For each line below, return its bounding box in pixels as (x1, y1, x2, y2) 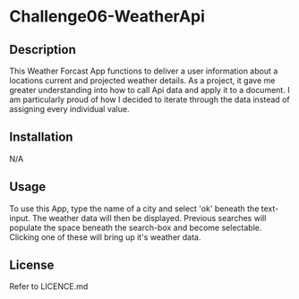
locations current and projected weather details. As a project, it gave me (9, 75, 276, 86)
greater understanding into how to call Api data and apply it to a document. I (9, 85, 290, 95)
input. (9, 212, 31, 223)
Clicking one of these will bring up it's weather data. (9, 231, 201, 243)
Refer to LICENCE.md (9, 281, 89, 292)
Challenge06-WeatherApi (9, 6, 206, 27)
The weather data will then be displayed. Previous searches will (32, 212, 267, 223)
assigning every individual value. (9, 104, 130, 114)
